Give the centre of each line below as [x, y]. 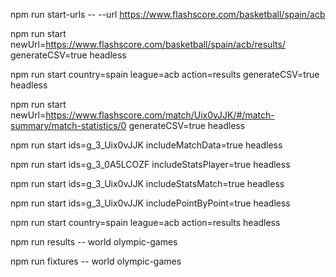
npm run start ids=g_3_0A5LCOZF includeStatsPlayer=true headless [150, 164]
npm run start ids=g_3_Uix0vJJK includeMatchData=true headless [146, 145]
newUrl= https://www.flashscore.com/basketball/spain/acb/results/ [148, 44]
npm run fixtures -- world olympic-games [96, 261]
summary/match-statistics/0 [68, 125]
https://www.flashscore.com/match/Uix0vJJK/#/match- [160, 115]
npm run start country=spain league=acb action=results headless [145, 222]
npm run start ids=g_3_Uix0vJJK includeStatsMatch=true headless [147, 183]
